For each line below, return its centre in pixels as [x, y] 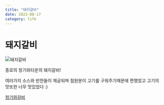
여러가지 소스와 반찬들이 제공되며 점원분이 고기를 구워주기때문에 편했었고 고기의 [82, 81]
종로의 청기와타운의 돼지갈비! [33, 70]
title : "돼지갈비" [22, 10]
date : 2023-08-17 [23, 14]
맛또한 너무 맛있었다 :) [27, 87]
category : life [21, 19]
